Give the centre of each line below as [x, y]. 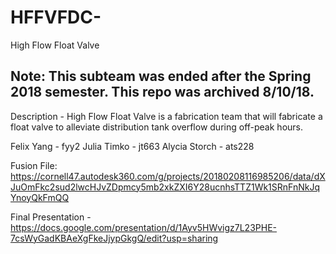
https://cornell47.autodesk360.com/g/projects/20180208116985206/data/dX [168, 176]
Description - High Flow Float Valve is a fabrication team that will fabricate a [166, 116]
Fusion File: [34, 165]
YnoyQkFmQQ [40, 197]
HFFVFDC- [56, 17]
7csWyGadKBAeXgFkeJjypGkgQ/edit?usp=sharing [114, 238]
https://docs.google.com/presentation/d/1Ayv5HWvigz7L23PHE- [144, 227]
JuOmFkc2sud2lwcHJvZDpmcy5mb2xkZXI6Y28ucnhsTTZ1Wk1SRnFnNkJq [165, 187]
